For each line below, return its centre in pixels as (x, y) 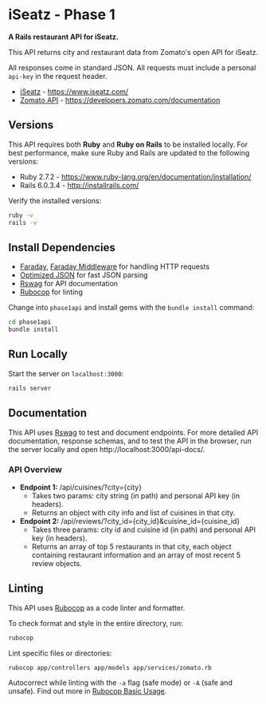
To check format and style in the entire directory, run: (96, 623)
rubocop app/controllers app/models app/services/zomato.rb (110, 667)
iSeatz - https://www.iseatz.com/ (74, 91)
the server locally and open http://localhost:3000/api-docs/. (107, 449)
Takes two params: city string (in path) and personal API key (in (136, 495)
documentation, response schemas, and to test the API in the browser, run (130, 441)
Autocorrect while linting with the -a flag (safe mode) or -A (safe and (120, 682)
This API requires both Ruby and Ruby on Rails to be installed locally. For (128, 144)
